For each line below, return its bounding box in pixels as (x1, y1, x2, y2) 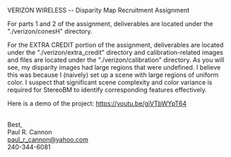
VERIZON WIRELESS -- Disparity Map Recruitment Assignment (7, 6, 189, 14)
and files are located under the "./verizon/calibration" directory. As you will (7, 56, 225, 64)
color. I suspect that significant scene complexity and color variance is (7, 78, 213, 87)
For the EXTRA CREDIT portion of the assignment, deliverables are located (7, 41, 224, 49)
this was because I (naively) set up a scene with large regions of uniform (7, 70, 219, 79)
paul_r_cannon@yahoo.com (7, 135, 88, 144)
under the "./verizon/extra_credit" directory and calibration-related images (7, 49, 224, 56)
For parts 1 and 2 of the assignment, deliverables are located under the (7, 20, 213, 27)
